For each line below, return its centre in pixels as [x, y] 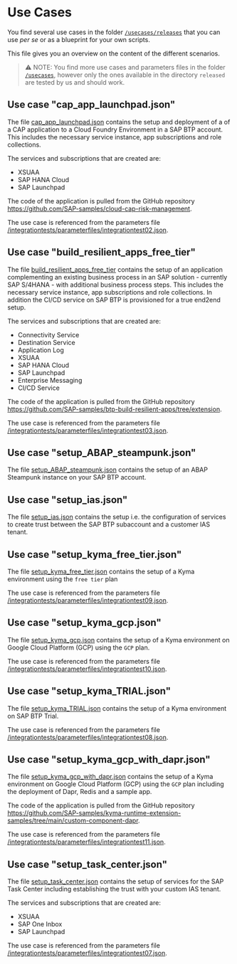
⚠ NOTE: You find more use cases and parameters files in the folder [125, 67]
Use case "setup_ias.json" [68, 500]
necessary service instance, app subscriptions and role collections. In [110, 292]
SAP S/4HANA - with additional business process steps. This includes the [116, 285]
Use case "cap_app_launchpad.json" [91, 105]
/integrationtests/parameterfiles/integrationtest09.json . [88, 600]
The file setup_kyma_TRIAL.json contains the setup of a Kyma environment [117, 708]
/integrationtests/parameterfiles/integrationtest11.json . [86, 842]
